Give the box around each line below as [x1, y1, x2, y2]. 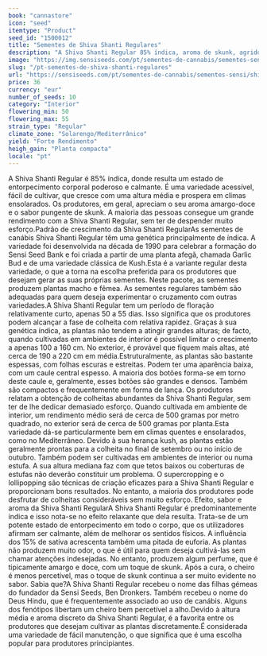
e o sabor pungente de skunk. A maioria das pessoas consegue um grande [8, 208, 254, 217]
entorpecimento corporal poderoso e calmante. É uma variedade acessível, [8, 182, 254, 192]
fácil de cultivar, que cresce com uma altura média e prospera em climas [8, 191, 246, 200]
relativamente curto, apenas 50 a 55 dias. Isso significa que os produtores [8, 309, 251, 319]
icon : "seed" [8, 19, 52, 27]
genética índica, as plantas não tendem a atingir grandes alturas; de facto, [8, 326, 252, 336]
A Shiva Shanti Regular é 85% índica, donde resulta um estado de [8, 174, 224, 184]
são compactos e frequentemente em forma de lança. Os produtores [8, 385, 234, 394]
